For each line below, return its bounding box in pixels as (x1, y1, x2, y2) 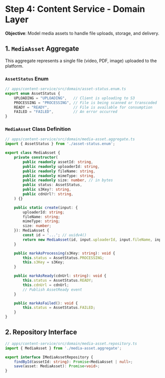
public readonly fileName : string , (23, 169, 96, 174)
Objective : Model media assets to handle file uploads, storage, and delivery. (5, 30, 160, 36)
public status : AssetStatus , (23, 183, 82, 188)
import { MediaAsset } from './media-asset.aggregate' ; (5, 345, 122, 351)
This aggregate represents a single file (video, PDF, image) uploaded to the (5, 58, 157, 64)
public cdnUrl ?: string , (23, 191, 74, 197)
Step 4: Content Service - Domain (5, 3, 145, 15)
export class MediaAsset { (5, 151, 60, 155)
